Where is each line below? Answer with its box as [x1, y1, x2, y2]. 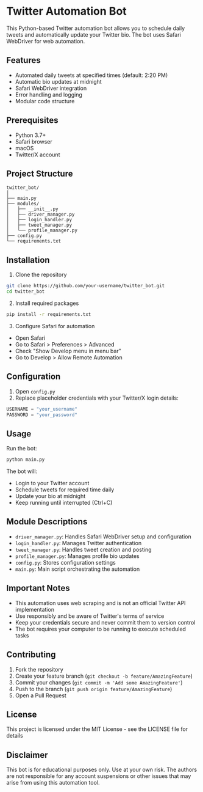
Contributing [6, 650, 56, 660]
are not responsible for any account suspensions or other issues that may [6, 772, 191, 780]
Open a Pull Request [15, 692, 67, 699]
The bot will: [6, 468, 38, 475]
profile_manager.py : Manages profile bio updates [15, 552, 140, 560]
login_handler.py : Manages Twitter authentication [15, 539, 142, 546]
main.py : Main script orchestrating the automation [15, 565, 140, 573]
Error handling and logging [15, 90, 82, 98]
